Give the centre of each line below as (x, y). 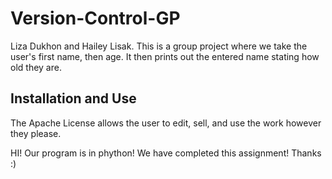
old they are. (36, 67)
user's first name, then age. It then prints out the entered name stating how (165, 56)
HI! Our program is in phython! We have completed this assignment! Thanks (166, 153)
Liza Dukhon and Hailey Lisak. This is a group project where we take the (159, 46)
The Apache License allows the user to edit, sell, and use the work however (166, 123)
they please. (36, 133)
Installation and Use (73, 98)
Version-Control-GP (95, 18)
